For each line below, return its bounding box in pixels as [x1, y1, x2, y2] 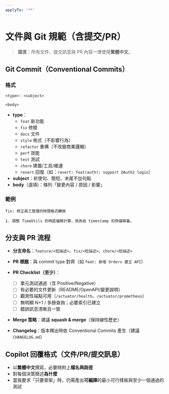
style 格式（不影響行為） [20, 137, 74, 143]
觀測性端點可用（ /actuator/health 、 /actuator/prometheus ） [20, 293, 147, 299]
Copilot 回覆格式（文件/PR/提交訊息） [5, 350, 124, 359]
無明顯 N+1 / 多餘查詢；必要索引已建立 [20, 299, 100, 306]
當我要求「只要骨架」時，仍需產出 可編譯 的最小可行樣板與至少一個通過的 [12, 377, 164, 383]
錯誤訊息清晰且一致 [20, 306, 61, 312]
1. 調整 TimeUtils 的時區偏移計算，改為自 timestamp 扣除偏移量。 [5, 218, 134, 224]
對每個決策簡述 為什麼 [12, 371, 57, 377]
